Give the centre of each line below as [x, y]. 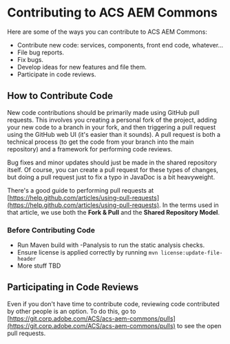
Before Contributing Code [51, 230]
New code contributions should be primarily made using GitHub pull [103, 112]
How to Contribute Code [60, 96]
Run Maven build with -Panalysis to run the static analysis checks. [111, 245]
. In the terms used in [189, 205]
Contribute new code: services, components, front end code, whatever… [120, 45]
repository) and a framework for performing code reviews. [90, 149]
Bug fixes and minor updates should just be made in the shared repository [112, 162]
